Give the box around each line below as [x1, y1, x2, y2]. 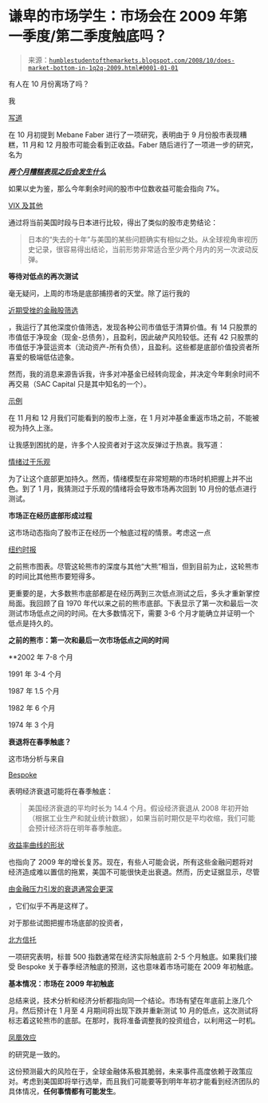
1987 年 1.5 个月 [8, 686, 60, 695]
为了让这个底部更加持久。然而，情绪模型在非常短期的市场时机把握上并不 [8, 474, 246, 483]
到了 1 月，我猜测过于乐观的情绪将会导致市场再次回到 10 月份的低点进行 [22, 483, 257, 493]
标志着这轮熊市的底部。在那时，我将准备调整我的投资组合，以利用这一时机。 [8, 1015, 260, 1025]
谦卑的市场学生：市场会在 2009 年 [8, 7, 234, 26]
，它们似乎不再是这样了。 [8, 900, 93, 910]
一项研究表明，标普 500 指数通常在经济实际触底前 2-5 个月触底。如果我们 [8, 951, 251, 961]
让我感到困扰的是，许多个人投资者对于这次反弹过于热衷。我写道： [8, 439, 225, 449]
